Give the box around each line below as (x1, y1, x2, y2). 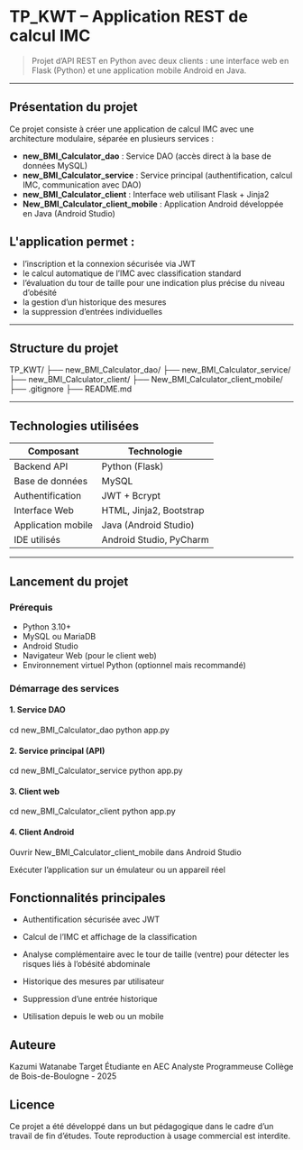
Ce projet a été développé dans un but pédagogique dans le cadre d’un (9, 1121, 274, 1132)
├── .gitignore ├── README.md (9, 383, 133, 394)
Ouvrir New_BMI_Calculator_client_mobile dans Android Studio (9, 846, 242, 858)
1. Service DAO (9, 704, 66, 715)
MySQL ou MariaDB (22, 630, 96, 641)
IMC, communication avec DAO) (22, 179, 142, 190)
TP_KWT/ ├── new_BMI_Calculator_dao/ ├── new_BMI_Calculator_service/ (9, 364, 291, 375)
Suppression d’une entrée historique (22, 994, 158, 1005)
